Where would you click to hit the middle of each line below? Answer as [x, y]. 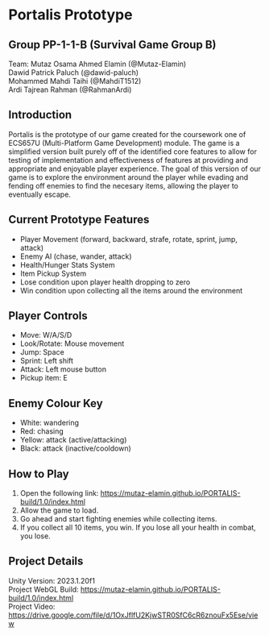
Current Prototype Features [79, 220]
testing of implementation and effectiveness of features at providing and [128, 160]
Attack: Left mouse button [63, 369]
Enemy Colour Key [56, 403]
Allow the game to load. [59, 510]
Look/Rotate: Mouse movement [72, 343]
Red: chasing [42, 431]
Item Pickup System [53, 273]
